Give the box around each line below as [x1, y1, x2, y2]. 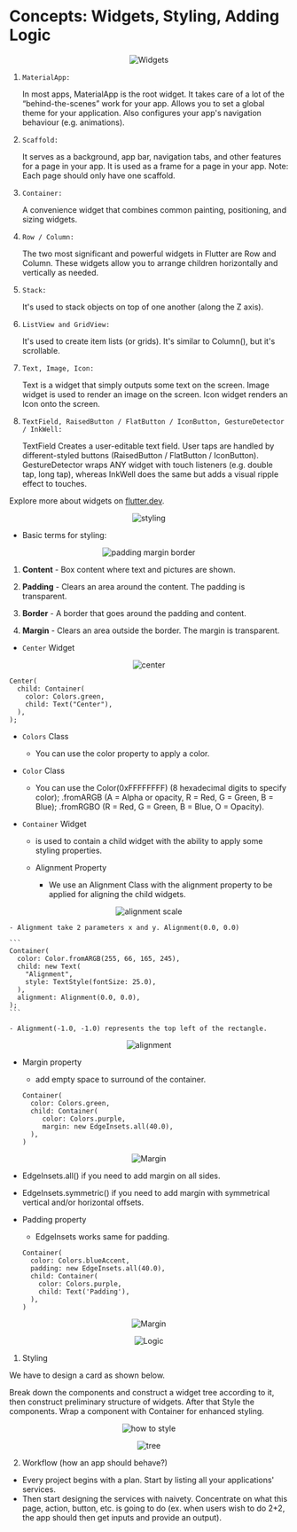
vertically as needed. [21, 267, 99, 277]
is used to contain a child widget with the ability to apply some [35, 835, 263, 846]
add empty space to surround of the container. [35, 1074, 207, 1084]
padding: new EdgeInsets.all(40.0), [30, 1263, 166, 1273]
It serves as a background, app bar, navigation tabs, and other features [21, 151, 282, 161]
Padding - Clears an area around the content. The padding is [21, 581, 246, 591]
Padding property [21, 1214, 87, 1224]
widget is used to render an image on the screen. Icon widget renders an [21, 388, 288, 400]
